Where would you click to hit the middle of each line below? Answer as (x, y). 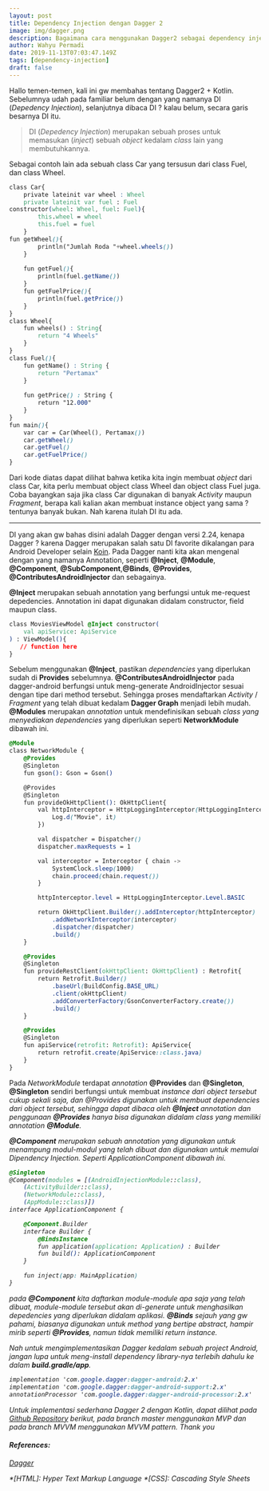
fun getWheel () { (36, 239)
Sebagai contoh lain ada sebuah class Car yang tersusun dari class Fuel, (128, 164)
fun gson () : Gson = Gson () (68, 773)
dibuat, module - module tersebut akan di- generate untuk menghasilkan (126, 1307)
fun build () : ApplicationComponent (97, 1254)
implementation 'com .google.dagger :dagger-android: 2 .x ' (104, 1379)
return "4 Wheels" (68, 336)
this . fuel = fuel (66, 225)
